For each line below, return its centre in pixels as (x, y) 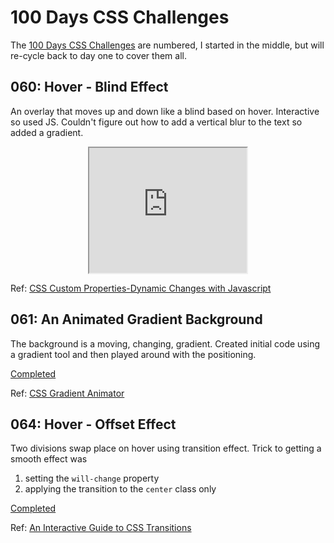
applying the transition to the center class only (120, 489)
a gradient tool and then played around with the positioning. (133, 354)
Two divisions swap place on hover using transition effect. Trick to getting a (166, 448)
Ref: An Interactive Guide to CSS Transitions (101, 528)
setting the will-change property (92, 478)
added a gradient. (47, 132)
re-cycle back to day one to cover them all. (98, 55)
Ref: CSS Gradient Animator (67, 393)
